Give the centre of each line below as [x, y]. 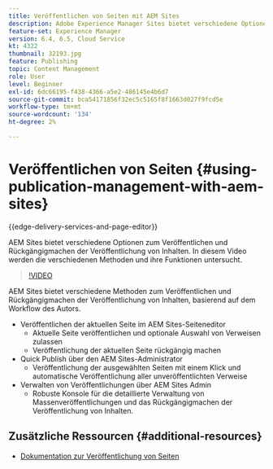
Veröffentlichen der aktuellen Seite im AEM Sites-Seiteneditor [123, 324]
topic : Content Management [54, 69]
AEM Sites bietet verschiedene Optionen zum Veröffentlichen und [118, 242]
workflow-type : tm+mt [45, 107]
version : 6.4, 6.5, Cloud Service [67, 39]
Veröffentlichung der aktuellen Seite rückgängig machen [127, 350]
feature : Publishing [43, 62]
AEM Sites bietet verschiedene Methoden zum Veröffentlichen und [120, 291]
